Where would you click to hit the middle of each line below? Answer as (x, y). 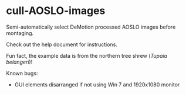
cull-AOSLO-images (56, 11)
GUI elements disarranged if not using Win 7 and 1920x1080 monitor (97, 84)
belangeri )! (19, 62)
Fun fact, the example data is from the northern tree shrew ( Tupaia (87, 55)
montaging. (20, 33)
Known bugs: (22, 73)
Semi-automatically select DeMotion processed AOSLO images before (91, 27)
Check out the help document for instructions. (62, 44)
